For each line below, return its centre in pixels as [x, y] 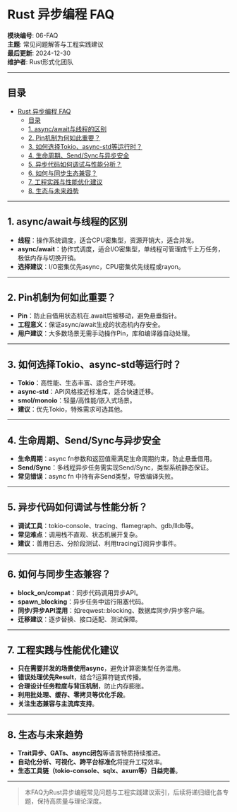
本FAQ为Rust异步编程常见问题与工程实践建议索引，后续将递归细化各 [123, 792]
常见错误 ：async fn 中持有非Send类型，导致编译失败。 [97, 476]
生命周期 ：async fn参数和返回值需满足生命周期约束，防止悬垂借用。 [117, 459]
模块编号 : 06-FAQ [33, 35]
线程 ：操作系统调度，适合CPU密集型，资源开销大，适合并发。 [108, 240]
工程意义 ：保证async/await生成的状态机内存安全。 [91, 325]
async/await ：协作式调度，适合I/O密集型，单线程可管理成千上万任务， [121, 249]
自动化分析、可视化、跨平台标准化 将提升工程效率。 [92, 762]
